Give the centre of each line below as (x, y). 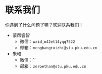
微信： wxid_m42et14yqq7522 (47, 41)
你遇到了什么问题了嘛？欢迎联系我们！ (44, 25)
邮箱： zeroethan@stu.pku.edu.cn (53, 66)
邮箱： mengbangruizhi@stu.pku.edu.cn (58, 47)
